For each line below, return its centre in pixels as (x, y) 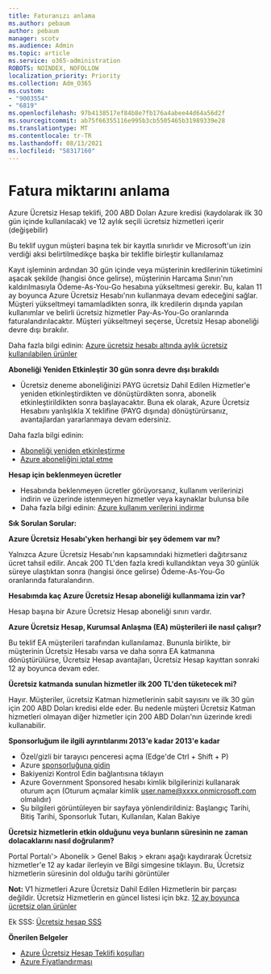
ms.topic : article (39, 53)
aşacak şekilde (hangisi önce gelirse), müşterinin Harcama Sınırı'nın (121, 278)
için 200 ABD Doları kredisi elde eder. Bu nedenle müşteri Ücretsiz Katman (132, 708)
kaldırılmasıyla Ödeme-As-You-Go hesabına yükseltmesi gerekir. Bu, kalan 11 (135, 287)
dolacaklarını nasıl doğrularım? (61, 841)
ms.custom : (27, 91)
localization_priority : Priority (65, 76)
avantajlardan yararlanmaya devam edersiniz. (96, 419)
